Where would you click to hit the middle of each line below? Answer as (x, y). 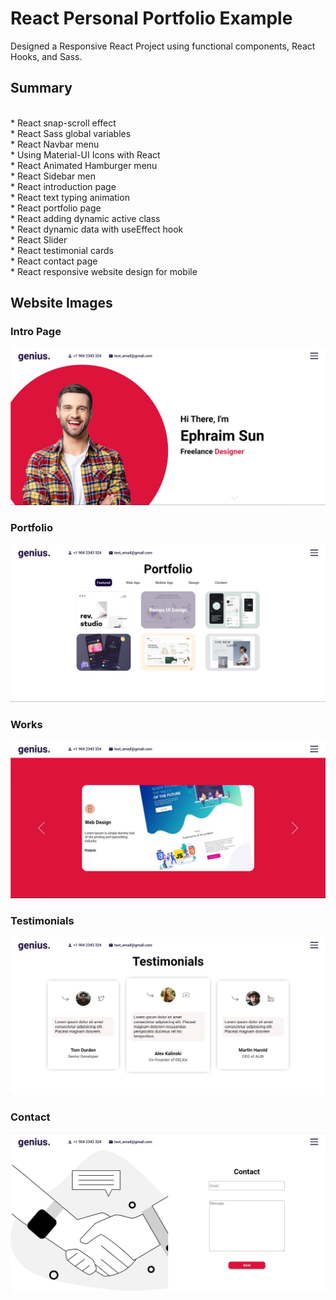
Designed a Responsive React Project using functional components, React (163, 46)
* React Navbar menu (55, 144)
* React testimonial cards (62, 250)
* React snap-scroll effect (63, 123)
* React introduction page (63, 186)
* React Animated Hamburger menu (84, 165)
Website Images (61, 303)
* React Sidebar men (53, 176)
